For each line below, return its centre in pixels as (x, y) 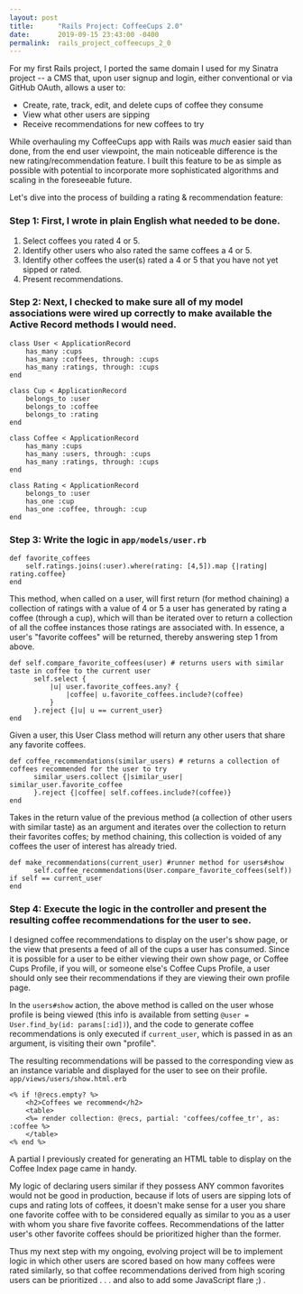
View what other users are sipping (86, 115)
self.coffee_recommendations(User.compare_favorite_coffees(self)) (163, 871)
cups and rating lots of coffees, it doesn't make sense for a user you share (147, 1206)
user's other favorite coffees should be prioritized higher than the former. (145, 1234)
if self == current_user (56, 879)
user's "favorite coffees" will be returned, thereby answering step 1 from (143, 638)
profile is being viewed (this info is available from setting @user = (129, 1014)
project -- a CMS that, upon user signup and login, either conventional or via (151, 78)
